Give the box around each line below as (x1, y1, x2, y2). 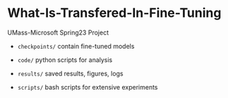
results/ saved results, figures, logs (17, 69, 124, 78)
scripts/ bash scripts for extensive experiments (17, 82, 158, 91)
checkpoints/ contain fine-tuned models (17, 42, 135, 50)
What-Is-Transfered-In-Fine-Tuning (7, 5, 222, 21)
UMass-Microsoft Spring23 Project (7, 28, 109, 37)
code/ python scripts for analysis (17, 55, 113, 64)
